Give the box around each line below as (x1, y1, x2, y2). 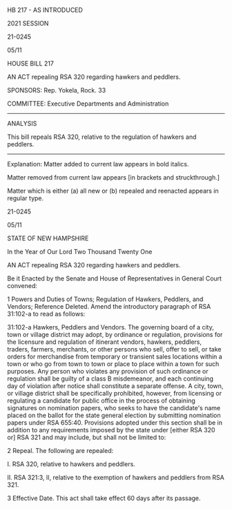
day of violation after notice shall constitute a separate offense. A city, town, (7, 382, 224, 390)
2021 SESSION (7, 19, 49, 27)
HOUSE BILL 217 (7, 59, 54, 68)
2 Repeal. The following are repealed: (7, 447, 114, 454)
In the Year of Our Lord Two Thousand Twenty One (7, 248, 153, 256)
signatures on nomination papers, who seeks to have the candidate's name (7, 404, 221, 412)
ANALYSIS (7, 119, 37, 127)
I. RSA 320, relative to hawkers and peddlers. (7, 460, 136, 468)
